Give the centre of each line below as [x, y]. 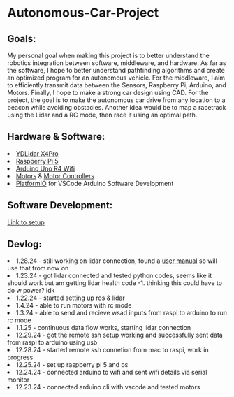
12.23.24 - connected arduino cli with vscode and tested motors [108, 387]
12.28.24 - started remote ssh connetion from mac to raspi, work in [112, 350]
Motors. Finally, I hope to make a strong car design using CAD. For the [108, 93]
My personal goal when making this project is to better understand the [108, 55]
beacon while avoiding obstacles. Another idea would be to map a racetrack [117, 107]
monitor [19, 380]
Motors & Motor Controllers [56, 175]
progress [20, 357]
